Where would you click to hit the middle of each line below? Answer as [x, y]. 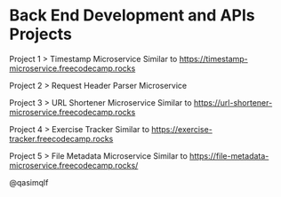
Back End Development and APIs [132, 16]
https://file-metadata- [229, 155]
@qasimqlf [29, 182]
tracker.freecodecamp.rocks [61, 138]
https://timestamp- [214, 59]
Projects [41, 34]
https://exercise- [182, 129]
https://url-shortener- [233, 102]
